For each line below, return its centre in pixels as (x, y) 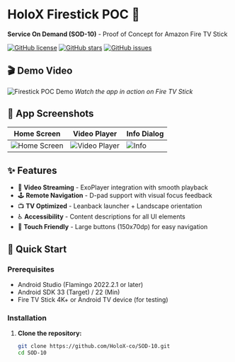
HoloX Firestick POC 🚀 (74, 14)
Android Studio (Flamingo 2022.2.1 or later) (80, 285)
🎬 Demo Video (40, 71)
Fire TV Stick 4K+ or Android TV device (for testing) (93, 300)
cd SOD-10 (32, 353)
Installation (27, 317)
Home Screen (37, 134)
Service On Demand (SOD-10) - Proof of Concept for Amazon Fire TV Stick (117, 34)
